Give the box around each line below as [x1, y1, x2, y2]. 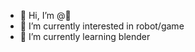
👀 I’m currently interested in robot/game [19, 20, 185, 32]
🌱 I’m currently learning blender [19, 31, 151, 42]
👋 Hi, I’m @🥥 [19, 10, 72, 21]
